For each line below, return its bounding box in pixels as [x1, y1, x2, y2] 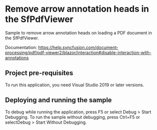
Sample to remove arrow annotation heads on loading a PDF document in [5, 30, 152, 36]
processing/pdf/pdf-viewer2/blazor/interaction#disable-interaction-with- [5, 50, 152, 56]
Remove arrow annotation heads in [5, 3, 149, 15]
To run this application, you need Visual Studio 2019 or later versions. [5, 82, 144, 88]
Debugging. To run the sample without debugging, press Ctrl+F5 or [5, 114, 140, 120]
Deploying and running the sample [5, 96, 112, 104]
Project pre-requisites [5, 69, 74, 77]
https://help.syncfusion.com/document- [38, 44, 118, 50]
